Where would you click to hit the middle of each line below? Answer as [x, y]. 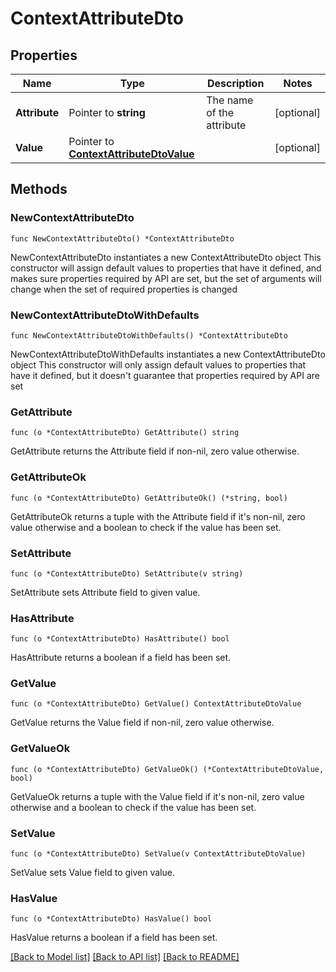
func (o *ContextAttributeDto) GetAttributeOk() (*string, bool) [149, 498]
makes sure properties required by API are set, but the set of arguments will [166, 278]
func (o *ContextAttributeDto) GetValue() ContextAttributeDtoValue [156, 704]
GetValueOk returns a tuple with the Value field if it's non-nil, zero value [157, 796]
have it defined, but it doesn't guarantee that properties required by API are [165, 375]
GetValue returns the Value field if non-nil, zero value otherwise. [142, 723]
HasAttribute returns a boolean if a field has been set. [121, 658]
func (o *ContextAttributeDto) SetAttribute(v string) [127, 573]
